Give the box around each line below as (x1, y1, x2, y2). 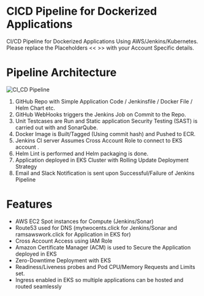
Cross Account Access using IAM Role (15, 237, 113, 245)
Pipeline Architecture (6, 66, 117, 80)
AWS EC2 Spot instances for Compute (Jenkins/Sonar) (15, 218, 154, 225)
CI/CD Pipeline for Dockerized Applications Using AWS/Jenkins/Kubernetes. (6, 37, 198, 45)
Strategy (15, 162, 37, 170)
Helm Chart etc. (15, 104, 55, 112)
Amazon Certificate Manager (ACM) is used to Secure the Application (15, 243, 191, 251)
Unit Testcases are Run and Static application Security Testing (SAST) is (15, 117, 198, 124)
